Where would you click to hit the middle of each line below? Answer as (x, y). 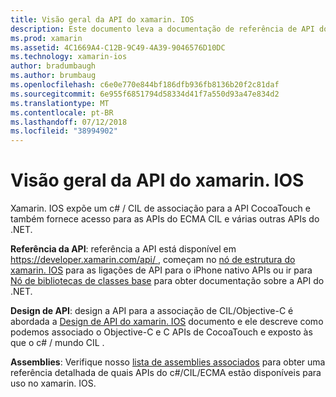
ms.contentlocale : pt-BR (62, 112)
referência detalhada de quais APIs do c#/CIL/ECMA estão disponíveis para (166, 373)
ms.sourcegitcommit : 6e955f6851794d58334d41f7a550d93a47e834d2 (145, 94)
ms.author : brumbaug (53, 76)
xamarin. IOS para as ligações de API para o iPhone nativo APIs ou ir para (161, 270)
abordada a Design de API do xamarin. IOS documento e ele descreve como (167, 322)
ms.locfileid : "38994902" (64, 131)
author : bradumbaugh (53, 66)
